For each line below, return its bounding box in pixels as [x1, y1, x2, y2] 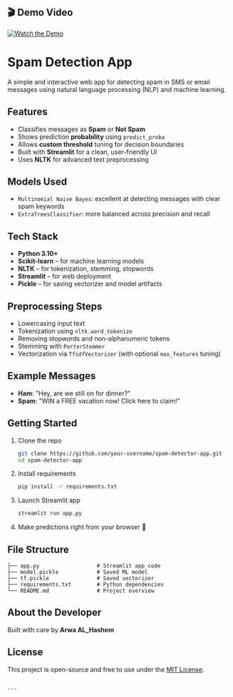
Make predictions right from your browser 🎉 [17, 523, 147, 532]
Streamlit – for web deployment [17, 272, 112, 281]
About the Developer [7, 606, 102, 619]
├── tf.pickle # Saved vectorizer [7, 574, 155, 582]
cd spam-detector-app [17, 456, 82, 464]
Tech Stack [7, 230, 58, 242]
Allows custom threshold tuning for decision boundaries [17, 140, 185, 148]
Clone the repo [17, 436, 62, 445]
